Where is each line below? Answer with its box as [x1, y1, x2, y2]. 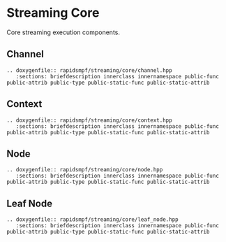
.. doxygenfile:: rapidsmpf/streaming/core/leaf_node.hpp [6, 216, 179, 223]
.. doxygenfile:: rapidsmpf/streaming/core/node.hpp [6, 166, 163, 173]
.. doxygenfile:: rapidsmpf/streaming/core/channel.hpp [6, 66, 172, 74]
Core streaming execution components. [6, 28, 120, 36]
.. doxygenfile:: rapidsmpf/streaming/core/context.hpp [6, 117, 172, 124]
